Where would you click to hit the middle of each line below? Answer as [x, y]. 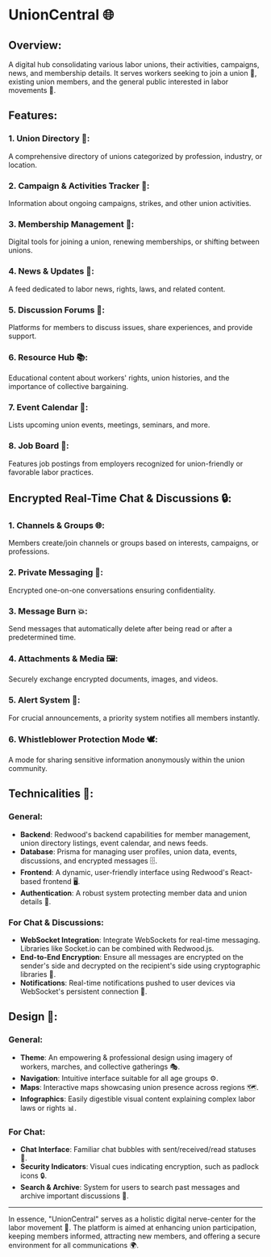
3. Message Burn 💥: [48, 611]
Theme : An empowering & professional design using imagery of [126, 1057]
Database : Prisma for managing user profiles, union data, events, [128, 851]
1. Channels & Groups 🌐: [56, 526]
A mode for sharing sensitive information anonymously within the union [127, 760]
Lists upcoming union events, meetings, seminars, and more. [109, 425]
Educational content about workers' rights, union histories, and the [119, 378]
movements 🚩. [32, 90]
